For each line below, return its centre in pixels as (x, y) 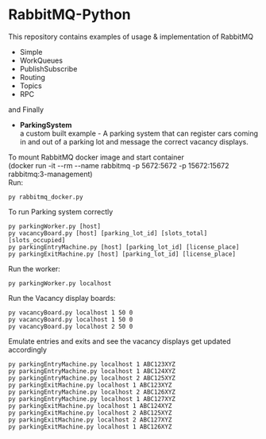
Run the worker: (35, 268)
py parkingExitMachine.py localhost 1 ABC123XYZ (90, 385)
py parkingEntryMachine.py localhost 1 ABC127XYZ (92, 399)
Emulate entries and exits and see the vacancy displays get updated (120, 341)
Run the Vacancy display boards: (62, 298)
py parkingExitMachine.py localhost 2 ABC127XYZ (90, 420)
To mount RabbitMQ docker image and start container (96, 157)
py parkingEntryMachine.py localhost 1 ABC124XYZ (92, 371)
